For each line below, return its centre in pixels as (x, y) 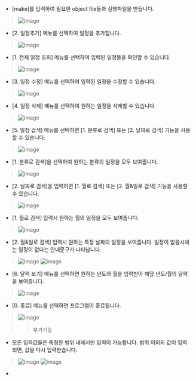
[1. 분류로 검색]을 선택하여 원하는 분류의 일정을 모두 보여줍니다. (85, 162)
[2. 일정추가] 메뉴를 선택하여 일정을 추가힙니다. (66, 33)
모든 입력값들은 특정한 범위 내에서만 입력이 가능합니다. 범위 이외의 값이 (94, 342)
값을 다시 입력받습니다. (51, 350)
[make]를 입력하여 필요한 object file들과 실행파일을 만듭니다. (83, 9)
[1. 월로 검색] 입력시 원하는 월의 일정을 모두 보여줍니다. (75, 218)
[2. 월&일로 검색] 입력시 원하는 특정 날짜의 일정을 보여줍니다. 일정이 (90, 242)
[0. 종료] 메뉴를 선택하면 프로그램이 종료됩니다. (66, 305)
